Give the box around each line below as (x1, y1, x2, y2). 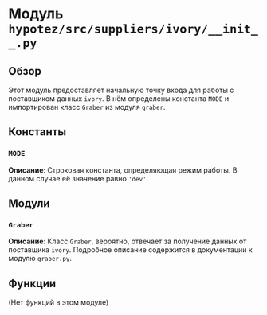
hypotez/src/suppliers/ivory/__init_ (8, 21, 259, 37)
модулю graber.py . (8, 254, 72, 263)
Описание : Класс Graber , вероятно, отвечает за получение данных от (8, 236, 247, 247)
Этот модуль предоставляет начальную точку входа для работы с (8, 85, 234, 95)
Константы (8, 125, 66, 139)
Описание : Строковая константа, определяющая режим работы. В (8, 165, 238, 175)
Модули (8, 196, 50, 211)
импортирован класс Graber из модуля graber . (8, 103, 166, 111)
